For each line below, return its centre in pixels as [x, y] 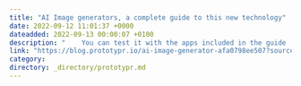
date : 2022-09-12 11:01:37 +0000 [72, 26]
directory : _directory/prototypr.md [77, 68]
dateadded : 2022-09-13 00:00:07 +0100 [82, 34]
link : [19, 51]
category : [28, 59]
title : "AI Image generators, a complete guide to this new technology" [148, 17]
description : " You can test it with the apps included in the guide [148, 43]
